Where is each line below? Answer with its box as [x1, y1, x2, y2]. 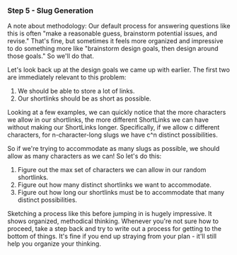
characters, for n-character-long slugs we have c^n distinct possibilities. [7, 130, 218, 140]
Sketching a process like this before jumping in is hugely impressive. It [7, 210, 212, 218]
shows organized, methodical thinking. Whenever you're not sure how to [7, 217, 219, 225]
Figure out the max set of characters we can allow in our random [17, 166, 207, 174]
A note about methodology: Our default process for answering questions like [7, 22, 231, 30]
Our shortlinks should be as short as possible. [17, 94, 151, 103]
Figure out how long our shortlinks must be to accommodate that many [17, 188, 225, 197]
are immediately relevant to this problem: [7, 73, 127, 81]
